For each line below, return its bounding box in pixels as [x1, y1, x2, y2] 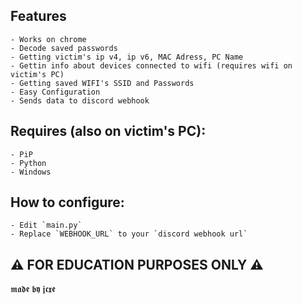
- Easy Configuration [10, 87, 101, 97]
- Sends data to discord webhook [10, 95, 150, 106]
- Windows [10, 167, 52, 177]
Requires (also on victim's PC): [10, 123, 207, 140]
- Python [10, 158, 47, 168]
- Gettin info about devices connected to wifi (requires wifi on [10, 60, 293, 71]
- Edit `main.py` [10, 220, 83, 231]
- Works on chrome [10, 34, 87, 44]
